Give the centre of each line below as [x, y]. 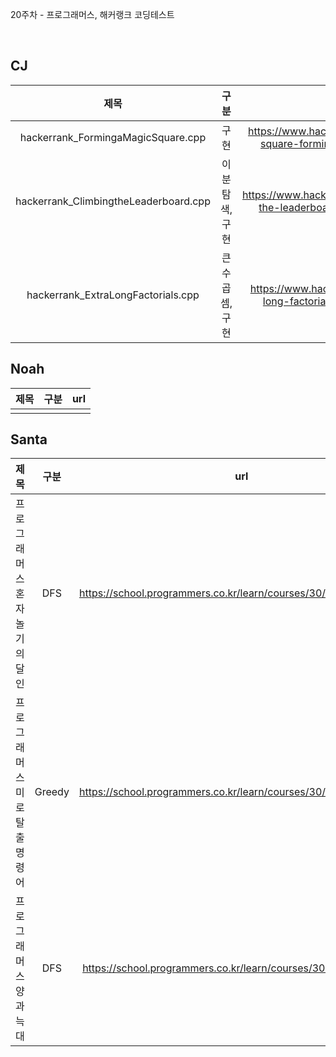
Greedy [52, 792]
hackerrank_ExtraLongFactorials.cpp [113, 295]
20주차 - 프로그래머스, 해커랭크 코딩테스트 [92, 14]
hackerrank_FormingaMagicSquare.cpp [113, 137]
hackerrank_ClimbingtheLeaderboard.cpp [113, 201]
